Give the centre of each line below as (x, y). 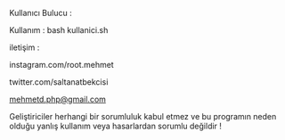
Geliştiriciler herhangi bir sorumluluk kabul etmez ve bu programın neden (143, 116)
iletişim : (24, 47)
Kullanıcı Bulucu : (41, 13)
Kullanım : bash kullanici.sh (59, 30)
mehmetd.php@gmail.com (58, 99)
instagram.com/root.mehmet (61, 65)
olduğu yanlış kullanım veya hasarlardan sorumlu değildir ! (116, 126)
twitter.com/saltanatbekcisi (59, 82)
